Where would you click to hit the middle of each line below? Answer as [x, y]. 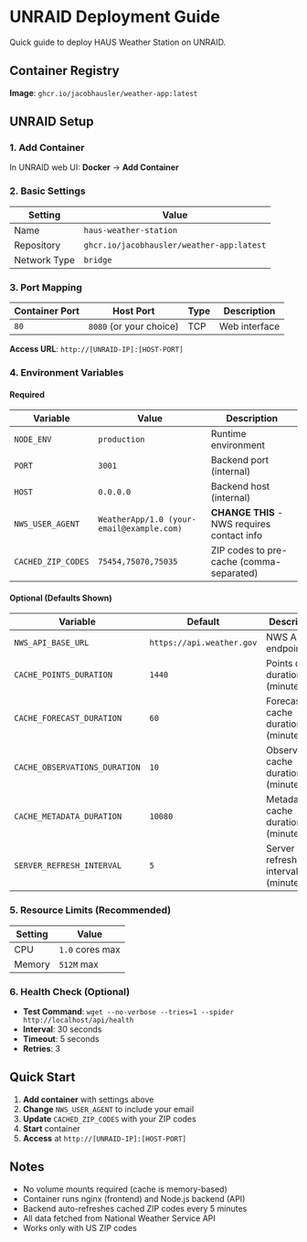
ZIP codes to [238, 550]
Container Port [47, 311]
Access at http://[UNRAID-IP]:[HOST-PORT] [105, 1138]
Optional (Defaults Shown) [61, 598]
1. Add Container [47, 148]
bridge [98, 260]
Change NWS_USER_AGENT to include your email [108, 1109]
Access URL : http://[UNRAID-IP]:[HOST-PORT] [97, 349]
